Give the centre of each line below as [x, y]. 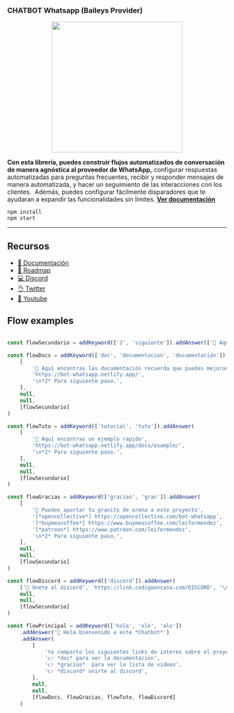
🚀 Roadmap [34, 270]
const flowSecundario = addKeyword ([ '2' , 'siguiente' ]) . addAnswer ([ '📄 [112, 343]
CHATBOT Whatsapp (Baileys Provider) [75, 10]
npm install [24, 212]
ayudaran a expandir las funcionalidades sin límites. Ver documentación [111, 199]
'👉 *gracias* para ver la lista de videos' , [113, 665]
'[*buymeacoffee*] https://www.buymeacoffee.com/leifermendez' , [127, 523]
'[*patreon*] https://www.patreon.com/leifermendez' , [112, 529]
